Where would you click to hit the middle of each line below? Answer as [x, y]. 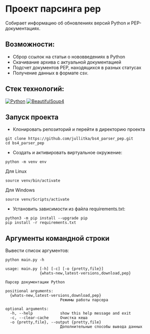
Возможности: [30, 45]
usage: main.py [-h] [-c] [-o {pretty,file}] [54, 269]
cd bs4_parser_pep [25, 143]
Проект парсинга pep [53, 9]
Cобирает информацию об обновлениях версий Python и [68, 23]
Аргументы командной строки [57, 238]
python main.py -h [25, 260]
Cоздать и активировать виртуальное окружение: [67, 153]
